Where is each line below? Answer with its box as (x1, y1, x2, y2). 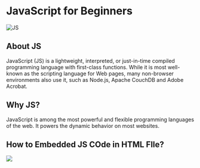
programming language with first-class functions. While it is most (6, 63, 167, 71)
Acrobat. (6, 83, 28, 90)
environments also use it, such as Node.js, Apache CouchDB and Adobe (6, 76, 184, 83)
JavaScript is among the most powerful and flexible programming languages (6, 115, 195, 123)
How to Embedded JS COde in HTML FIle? (6, 139, 164, 149)
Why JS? (6, 100, 40, 110)
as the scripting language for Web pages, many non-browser (23, 70, 174, 77)
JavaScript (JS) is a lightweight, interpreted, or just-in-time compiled (6, 57, 175, 64)
